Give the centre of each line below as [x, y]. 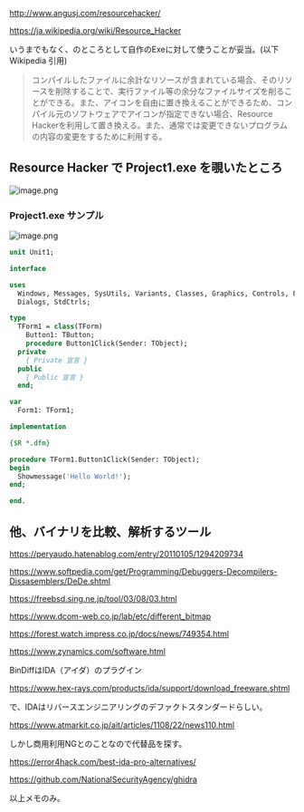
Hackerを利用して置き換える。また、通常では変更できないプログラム [159, 125]
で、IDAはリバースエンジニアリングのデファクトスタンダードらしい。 [138, 707]
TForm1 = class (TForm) [60, 327]
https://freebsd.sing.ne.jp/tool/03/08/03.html [94, 599]
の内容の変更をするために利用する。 [99, 136]
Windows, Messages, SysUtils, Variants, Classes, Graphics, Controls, [153, 294]
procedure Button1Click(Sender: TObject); [107, 343]
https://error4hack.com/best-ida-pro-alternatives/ [103, 762]
